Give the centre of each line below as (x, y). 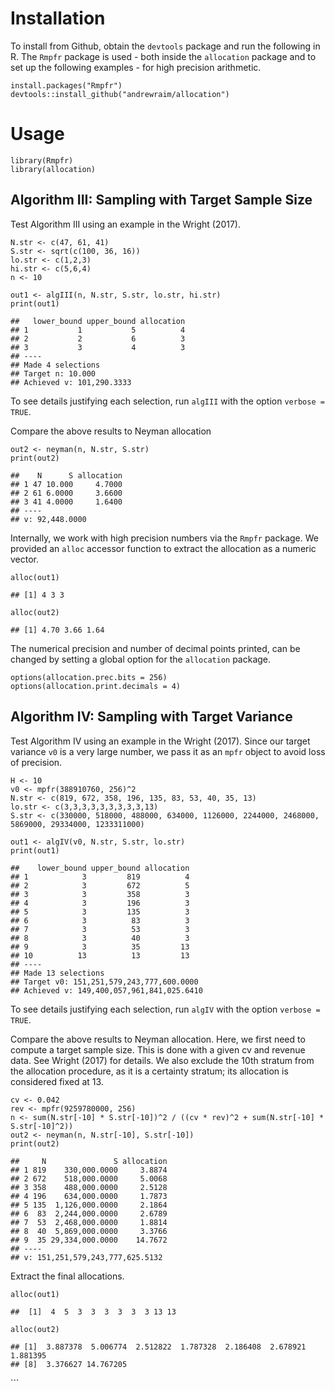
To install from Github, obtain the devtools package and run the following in (165, 46)
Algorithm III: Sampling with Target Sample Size (161, 200)
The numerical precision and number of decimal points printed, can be (155, 648)
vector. (25, 559)
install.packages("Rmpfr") (66, 85)
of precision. (36, 762)
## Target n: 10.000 (53, 373)
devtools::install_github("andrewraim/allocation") (120, 94)
